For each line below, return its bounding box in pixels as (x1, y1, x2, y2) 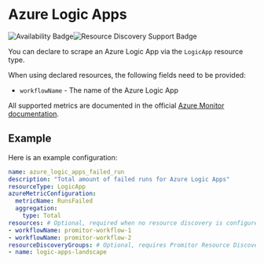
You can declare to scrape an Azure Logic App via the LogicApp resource (8, 46, 244, 56)
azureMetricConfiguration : (8, 190, 97, 198)
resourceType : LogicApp (8, 182, 86, 190)
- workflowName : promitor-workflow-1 (8, 226, 132, 234)
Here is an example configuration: (8, 152, 118, 162)
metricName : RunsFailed (15, 197, 93, 205)
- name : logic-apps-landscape (8, 248, 108, 256)
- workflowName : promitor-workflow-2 (8, 233, 132, 241)
